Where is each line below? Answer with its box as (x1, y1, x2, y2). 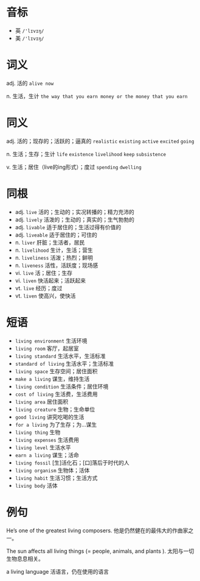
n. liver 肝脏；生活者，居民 (15, 238, 85, 246)
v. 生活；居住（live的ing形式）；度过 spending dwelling (6, 163, 142, 171)
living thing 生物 (15, 428, 61, 436)
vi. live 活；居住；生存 (15, 269, 73, 276)
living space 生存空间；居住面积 (15, 367, 98, 375)
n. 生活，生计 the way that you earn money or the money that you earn (6, 92, 188, 99)
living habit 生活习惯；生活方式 (15, 474, 98, 482)
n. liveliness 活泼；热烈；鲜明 (15, 254, 93, 261)
